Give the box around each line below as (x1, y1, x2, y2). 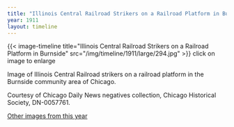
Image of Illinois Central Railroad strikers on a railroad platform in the (7, 70, 204, 78)
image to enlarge (7, 57, 56, 65)
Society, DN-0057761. (7, 99, 71, 107)
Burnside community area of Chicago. (7, 78, 116, 86)
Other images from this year (7, 112, 88, 120)
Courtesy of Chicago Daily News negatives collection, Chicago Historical (7, 91, 217, 99)
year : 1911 (7, 17, 39, 24)
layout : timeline (7, 23, 58, 30)
